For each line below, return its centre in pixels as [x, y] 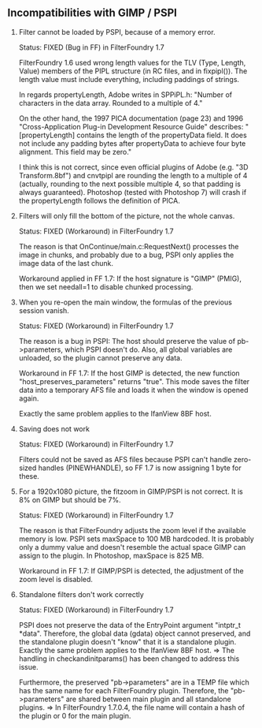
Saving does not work [54, 428]
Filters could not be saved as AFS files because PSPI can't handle [125, 459]
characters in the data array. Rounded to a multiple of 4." [111, 103]
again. [29, 398]
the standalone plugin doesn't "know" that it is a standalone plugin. [127, 641]
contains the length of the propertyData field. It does [162, 135]
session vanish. [44, 310]
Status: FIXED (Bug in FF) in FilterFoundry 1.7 [91, 47]
